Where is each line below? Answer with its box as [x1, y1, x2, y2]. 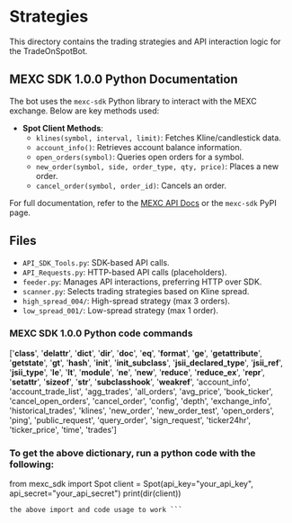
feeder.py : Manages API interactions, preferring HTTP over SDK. [22, 276, 262, 287]
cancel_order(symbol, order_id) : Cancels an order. [35, 180, 227, 191]
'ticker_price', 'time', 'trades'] [9, 424, 117, 435]
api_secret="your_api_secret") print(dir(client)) [9, 488, 181, 499]
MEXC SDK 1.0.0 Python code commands [9, 327, 193, 339]
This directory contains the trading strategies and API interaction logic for [9, 36, 281, 47]
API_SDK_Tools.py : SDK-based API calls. [22, 257, 170, 267]
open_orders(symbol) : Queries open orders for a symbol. [35, 151, 244, 162]
